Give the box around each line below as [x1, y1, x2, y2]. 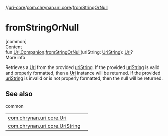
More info [5, 54, 26, 60]
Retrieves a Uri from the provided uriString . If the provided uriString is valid [5, 64, 160, 70]
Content [5, 44, 22, 50]
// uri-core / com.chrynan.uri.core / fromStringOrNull [5, 5, 108, 10]
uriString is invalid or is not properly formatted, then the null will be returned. [5, 75, 163, 81]
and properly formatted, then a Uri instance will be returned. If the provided [5, 70, 161, 76]
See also [5, 90, 33, 98]
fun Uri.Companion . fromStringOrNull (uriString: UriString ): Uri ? [5, 49, 133, 55]
